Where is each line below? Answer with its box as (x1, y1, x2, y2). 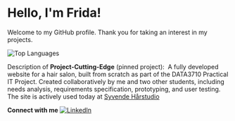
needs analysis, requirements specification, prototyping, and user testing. (7, 85, 221, 93)
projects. (7, 35, 33, 43)
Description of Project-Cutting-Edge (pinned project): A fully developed (7, 62, 219, 71)
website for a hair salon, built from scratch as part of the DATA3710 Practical (7, 70, 229, 78)
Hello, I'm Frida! (7, 5, 101, 21)
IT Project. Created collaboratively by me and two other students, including (7, 77, 225, 85)
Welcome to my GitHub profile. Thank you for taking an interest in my (7, 28, 208, 36)
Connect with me (7, 106, 58, 114)
